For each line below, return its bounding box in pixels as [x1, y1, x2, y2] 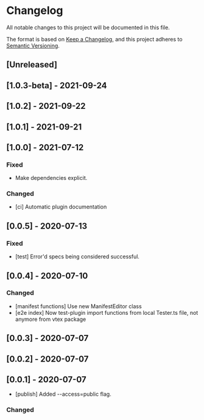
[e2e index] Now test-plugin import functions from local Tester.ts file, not [15, 309, 199, 316]
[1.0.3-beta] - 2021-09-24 [6, 80, 108, 91]
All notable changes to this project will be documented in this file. [6, 24, 171, 31]
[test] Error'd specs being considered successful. [15, 253, 140, 260]
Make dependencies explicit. [15, 174, 88, 182]
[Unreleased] [6, 60, 58, 70]
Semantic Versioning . [6, 42, 60, 49]
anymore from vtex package [15, 315, 86, 323]
